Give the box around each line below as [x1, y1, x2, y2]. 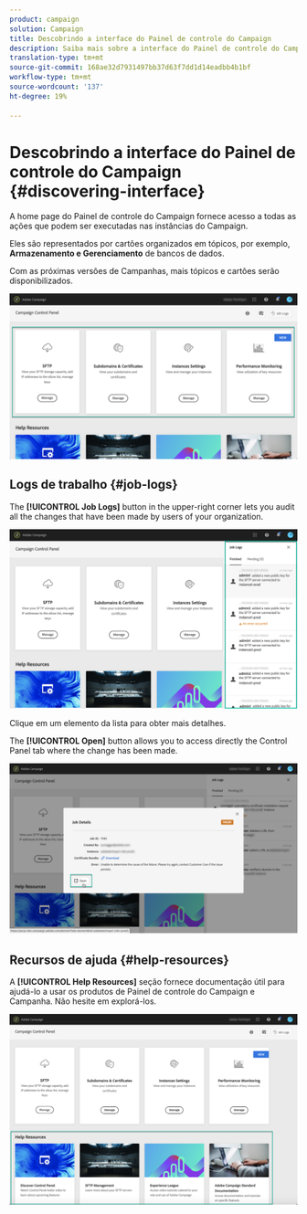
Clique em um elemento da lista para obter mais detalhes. [9, 718, 227, 729]
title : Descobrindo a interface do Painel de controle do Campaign [9, 34, 272, 43]
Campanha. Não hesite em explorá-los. [9, 996, 157, 1007]
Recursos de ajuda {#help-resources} [9, 952, 230, 967]
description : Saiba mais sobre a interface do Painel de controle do [9, 44, 281, 53]
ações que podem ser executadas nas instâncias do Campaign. [9, 220, 249, 232]
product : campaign [9, 15, 79, 24]
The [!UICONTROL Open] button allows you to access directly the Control [9, 735, 288, 746]
